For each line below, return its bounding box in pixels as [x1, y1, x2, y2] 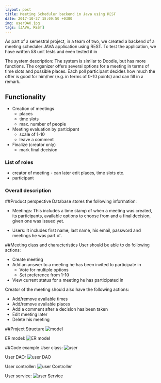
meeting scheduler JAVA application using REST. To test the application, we [5, 44, 157, 49]
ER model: [5, 335, 26, 341]
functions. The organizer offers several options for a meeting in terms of [5, 64, 149, 69]
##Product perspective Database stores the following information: [5, 198, 137, 204]
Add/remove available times [12, 296, 68, 302]
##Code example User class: [5, 345, 63, 351]
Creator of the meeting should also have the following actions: [5, 287, 129, 292]
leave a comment [19, 136, 54, 142]
